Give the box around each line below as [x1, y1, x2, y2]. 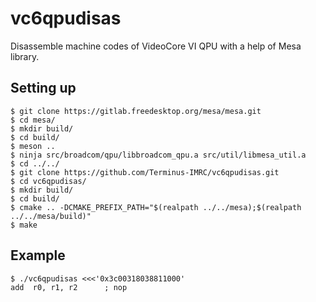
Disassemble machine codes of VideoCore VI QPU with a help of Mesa [10, 40, 302, 52]
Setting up [10, 80, 77, 97]
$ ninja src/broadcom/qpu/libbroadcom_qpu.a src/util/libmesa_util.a [10, 150, 307, 160]
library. [10, 50, 40, 62]
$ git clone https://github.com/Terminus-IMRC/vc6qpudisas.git [10, 167, 280, 177]
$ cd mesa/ [10, 115, 56, 125]
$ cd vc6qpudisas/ [10, 176, 87, 186]
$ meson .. [10, 141, 56, 151]
